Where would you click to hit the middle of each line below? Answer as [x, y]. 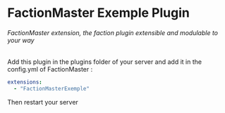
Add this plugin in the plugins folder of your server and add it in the [105, 62]
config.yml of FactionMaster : [50, 69]
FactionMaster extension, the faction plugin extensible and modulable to [113, 32]
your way [21, 40]
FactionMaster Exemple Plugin [99, 13]
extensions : [25, 82]
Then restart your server [43, 102]
